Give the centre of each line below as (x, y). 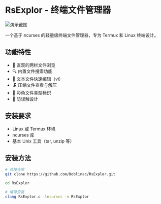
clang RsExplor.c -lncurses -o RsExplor (47, 197)
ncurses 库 (23, 135)
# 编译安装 (15, 192)
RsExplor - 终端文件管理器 (58, 10)
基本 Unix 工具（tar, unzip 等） (43, 141)
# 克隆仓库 (15, 170)
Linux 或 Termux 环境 (34, 129)
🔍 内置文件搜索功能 (32, 71)
